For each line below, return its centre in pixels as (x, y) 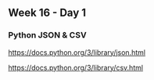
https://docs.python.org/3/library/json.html (77, 52)
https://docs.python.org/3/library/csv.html (75, 67)
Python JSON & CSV (48, 35)
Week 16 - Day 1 (47, 13)
